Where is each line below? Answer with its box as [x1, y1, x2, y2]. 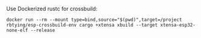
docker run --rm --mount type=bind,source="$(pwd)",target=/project [6, 17, 182, 23]
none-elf [6, 27, 28, 33]
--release [30, 27, 56, 33]
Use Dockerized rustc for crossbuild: [6, 5, 98, 12]
